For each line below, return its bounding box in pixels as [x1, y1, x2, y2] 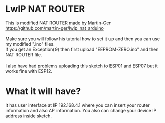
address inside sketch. [5, 113, 52, 119]
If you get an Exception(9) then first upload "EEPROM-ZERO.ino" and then [5, 46, 159, 52]
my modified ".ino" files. [5, 41, 55, 47]
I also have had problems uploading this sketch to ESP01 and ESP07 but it [5, 63, 158, 69]
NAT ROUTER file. [5, 51, 42, 58]
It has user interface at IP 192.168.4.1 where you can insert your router [5, 102, 150, 108]
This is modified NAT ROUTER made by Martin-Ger [5, 20, 111, 26]
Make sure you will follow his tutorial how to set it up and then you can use [5, 36, 160, 42]
